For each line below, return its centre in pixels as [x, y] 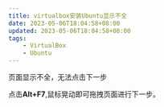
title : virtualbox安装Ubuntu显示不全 [68, 16]
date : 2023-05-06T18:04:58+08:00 [64, 23]
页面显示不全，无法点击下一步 [57, 77]
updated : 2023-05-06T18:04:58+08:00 [70, 31]
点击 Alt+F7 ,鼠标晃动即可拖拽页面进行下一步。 [84, 94]
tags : [17, 38]
